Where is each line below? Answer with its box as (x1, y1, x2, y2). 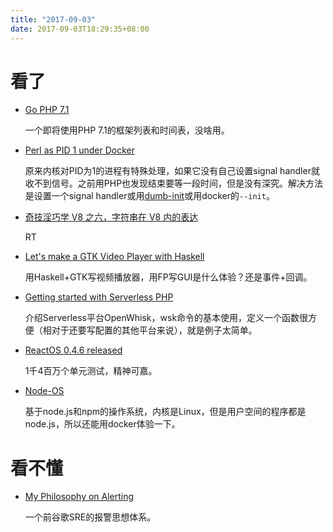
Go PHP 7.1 (24, 104, 70, 116)
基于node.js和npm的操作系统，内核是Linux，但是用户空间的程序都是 (24, 406, 307, 418)
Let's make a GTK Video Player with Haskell (24, 251, 205, 263)
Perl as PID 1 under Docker (24, 144, 135, 156)
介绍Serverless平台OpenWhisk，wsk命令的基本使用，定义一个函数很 (24, 312, 309, 324)
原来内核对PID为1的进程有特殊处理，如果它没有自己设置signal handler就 (24, 165, 320, 177)
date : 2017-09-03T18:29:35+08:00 (10, 24, 150, 34)
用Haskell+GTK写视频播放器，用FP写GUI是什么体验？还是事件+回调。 (24, 271, 313, 283)
